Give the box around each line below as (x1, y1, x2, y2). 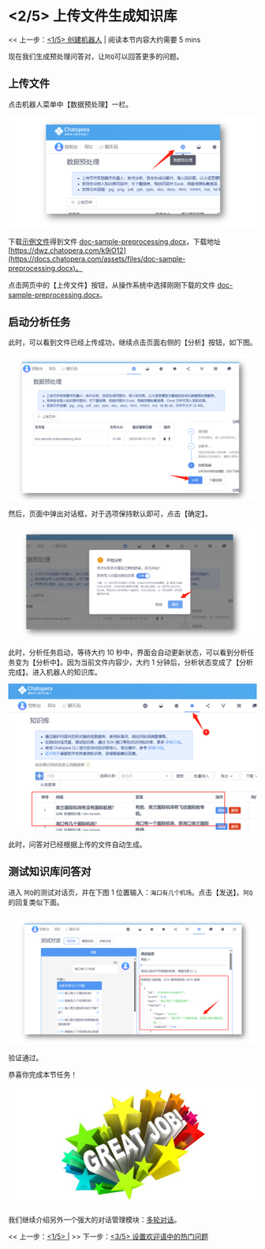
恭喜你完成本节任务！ (8, 1070, 77, 1079)
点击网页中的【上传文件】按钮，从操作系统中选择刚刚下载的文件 (8, 280, 215, 289)
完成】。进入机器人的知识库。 (8, 667, 102, 676)
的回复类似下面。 (8, 897, 64, 907)
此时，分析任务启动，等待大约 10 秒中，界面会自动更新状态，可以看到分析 (8, 647, 248, 656)
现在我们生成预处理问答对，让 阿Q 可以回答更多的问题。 (8, 51, 184, 61)
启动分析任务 (8, 315, 71, 329)
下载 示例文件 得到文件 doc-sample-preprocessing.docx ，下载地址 (8, 236, 221, 246)
